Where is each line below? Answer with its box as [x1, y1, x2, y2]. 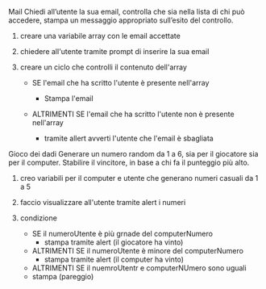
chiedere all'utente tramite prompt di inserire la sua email [19, 47, 210, 56]
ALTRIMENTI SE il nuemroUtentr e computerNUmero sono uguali [31, 263, 247, 273]
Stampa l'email [44, 94, 94, 103]
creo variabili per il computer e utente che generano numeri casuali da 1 [19, 174, 259, 182]
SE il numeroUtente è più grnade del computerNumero [31, 229, 214, 238]
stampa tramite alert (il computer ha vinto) [44, 254, 184, 264]
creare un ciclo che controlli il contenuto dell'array [19, 62, 188, 72]
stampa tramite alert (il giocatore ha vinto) [44, 237, 184, 247]
